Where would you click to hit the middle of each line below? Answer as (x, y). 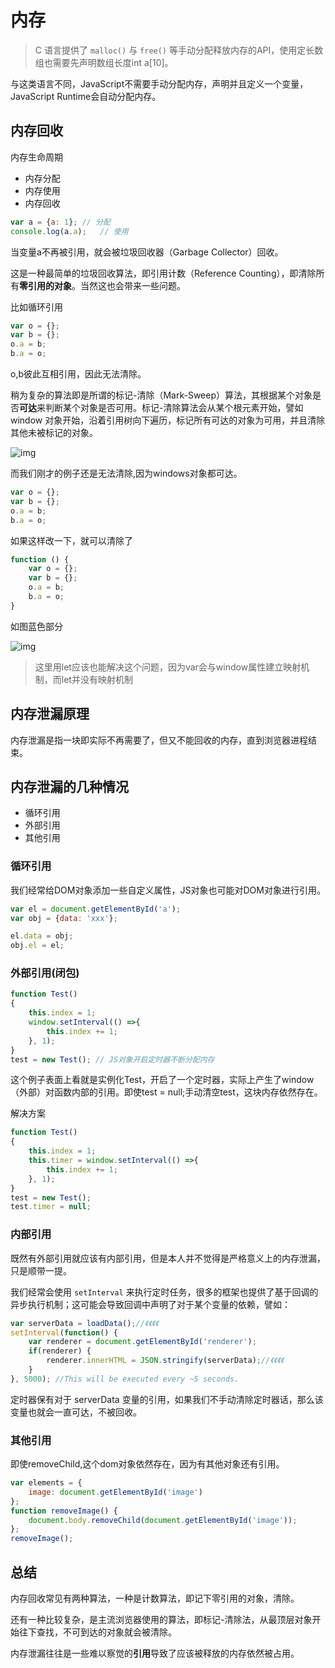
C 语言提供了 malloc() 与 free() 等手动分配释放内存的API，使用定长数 (179, 50)
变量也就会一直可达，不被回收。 (76, 1412)
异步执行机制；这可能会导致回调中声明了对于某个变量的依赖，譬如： (150, 1304)
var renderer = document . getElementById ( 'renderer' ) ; (142, 1342)
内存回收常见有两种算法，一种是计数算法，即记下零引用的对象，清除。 (155, 1598)
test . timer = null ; (51, 1207)
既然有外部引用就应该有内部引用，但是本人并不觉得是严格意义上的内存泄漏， (168, 1258)
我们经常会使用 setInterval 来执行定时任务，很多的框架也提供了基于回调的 (164, 1292)
